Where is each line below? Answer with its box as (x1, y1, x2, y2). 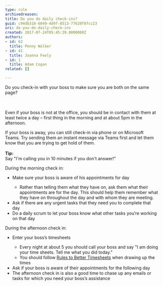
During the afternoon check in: (5, 225, 67, 231)
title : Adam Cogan (9, 62, 47, 67)
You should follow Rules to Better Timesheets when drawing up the (19, 255, 155, 260)
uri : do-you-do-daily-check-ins (5, 26, 71, 30)
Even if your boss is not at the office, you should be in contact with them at (5, 110, 156, 115)
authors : (5, 35, 23, 40)
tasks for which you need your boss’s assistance (12, 276, 111, 281)
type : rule (5, 7, 27, 12)
